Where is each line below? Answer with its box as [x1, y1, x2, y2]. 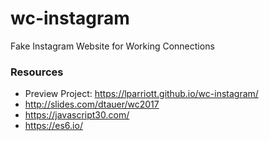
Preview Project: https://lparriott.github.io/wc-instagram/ [24, 88, 259, 100]
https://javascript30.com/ [24, 109, 130, 121]
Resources [10, 65, 64, 79]
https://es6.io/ [24, 120, 83, 132]
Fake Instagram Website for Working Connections [10, 40, 215, 52]
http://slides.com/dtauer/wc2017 [24, 98, 160, 111]
